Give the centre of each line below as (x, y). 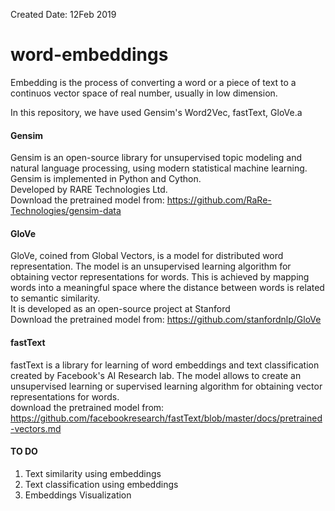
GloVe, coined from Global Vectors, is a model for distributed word (147, 256)
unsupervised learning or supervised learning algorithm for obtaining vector (166, 386)
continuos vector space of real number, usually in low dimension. (144, 93)
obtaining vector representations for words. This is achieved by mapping (160, 277)
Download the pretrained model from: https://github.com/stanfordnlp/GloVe (166, 320)
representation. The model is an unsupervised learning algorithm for (151, 266)
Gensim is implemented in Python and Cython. (106, 179)
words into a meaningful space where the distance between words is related (167, 288)
